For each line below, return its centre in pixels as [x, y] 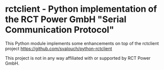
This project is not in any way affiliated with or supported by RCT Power [78, 58]
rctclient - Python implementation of [81, 9]
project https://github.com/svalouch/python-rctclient [59, 48]
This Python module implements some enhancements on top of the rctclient [82, 43]
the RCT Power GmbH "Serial [66, 19]
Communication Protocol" [60, 30]
